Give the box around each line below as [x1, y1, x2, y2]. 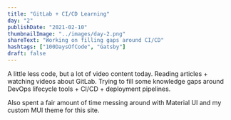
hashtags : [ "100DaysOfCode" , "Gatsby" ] [7, 43, 126, 50]
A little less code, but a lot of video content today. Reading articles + [7, 69, 208, 78]
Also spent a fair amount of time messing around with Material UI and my [7, 98, 222, 107]
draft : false [7, 50, 46, 58]
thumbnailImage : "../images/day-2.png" [7, 30, 126, 38]
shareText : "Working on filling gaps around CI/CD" [7, 37, 164, 44]
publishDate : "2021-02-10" [7, 23, 88, 31]
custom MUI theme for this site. [7, 106, 100, 114]
